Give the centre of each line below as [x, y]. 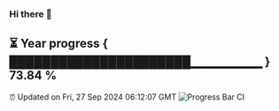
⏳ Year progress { [59, 44]
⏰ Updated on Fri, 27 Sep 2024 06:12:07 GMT [93, 97]
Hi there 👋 [31, 14]
